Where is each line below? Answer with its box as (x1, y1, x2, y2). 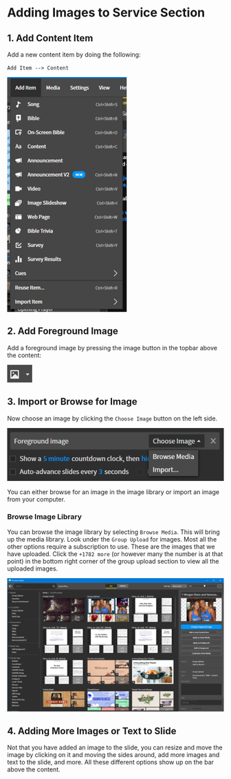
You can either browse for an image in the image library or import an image (7, 487, 220, 496)
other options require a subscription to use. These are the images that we (7, 542, 215, 551)
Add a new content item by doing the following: (7, 50, 141, 58)
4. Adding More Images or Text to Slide (7, 725, 177, 737)
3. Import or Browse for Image (7, 396, 137, 407)
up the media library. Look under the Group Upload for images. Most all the (7, 535, 217, 543)
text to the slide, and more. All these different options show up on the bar (7, 758, 214, 767)
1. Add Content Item (7, 32, 93, 44)
